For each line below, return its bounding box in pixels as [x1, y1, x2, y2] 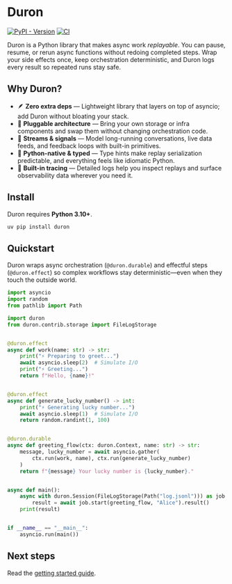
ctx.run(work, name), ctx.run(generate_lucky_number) [32, 455, 191, 461]
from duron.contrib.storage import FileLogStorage [7, 321, 157, 328]
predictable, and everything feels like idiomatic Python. [17, 156, 175, 164]
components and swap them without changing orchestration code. [17, 127, 208, 135]
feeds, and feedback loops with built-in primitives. [17, 141, 161, 150]
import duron [7, 315, 45, 322]
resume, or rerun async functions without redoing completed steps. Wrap [7, 48, 217, 56]
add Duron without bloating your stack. [17, 112, 129, 120]
